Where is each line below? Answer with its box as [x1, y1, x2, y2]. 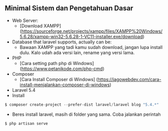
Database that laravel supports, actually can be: [12, 39, 112, 45]
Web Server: [12, 17, 38, 23]
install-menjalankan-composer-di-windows [19, 82, 110, 88]
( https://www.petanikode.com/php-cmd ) [19, 65, 105, 72]
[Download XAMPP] [19, 23, 61, 29]
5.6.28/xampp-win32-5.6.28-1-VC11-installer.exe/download [19, 33, 143, 39]
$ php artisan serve [5, 121, 49, 126]
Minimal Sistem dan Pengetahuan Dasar [5, 4, 134, 13]
